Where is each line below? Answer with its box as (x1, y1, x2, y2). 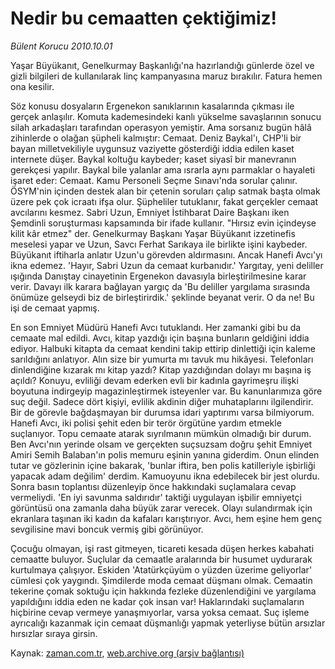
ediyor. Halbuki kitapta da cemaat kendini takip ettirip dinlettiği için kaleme (10, 342, 316, 354)
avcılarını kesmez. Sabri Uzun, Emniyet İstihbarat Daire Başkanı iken (10, 206, 290, 218)
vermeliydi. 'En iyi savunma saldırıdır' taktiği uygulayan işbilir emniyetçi (10, 491, 302, 503)
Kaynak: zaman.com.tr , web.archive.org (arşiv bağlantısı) (10, 647, 245, 659)
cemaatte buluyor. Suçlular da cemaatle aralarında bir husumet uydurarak (10, 553, 313, 565)
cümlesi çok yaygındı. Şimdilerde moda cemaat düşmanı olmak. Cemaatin (10, 574, 313, 586)
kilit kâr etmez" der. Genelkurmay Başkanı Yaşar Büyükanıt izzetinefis (10, 227, 296, 239)
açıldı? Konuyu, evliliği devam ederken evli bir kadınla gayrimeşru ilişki (10, 374, 299, 386)
